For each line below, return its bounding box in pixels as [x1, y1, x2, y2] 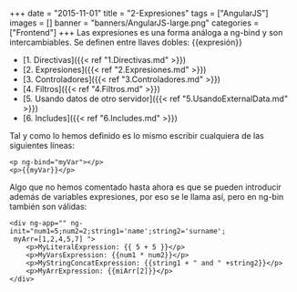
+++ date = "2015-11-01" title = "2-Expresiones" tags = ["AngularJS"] [9, 8, 269, 18]
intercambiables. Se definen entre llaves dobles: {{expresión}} [9, 36, 243, 47]
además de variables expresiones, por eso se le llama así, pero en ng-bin [9, 192, 284, 202]
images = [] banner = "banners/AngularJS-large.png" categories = [9, 17, 260, 28]
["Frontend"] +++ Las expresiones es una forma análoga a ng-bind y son [9, 27, 283, 37]
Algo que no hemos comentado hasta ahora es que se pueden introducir [9, 182, 282, 193]
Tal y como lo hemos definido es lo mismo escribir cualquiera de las [9, 130, 264, 141]
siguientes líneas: [9, 141, 76, 151]
